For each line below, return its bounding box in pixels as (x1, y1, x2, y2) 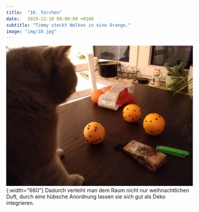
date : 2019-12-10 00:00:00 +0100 (6, 15, 94, 22)
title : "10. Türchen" (6, 10, 62, 15)
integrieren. (6, 200, 34, 207)
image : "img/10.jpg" (6, 29, 57, 34)
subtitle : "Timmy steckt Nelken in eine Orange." (6, 22, 131, 28)
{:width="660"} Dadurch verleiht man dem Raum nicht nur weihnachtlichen (6, 187, 190, 194)
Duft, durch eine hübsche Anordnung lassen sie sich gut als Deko (6, 193, 166, 200)
